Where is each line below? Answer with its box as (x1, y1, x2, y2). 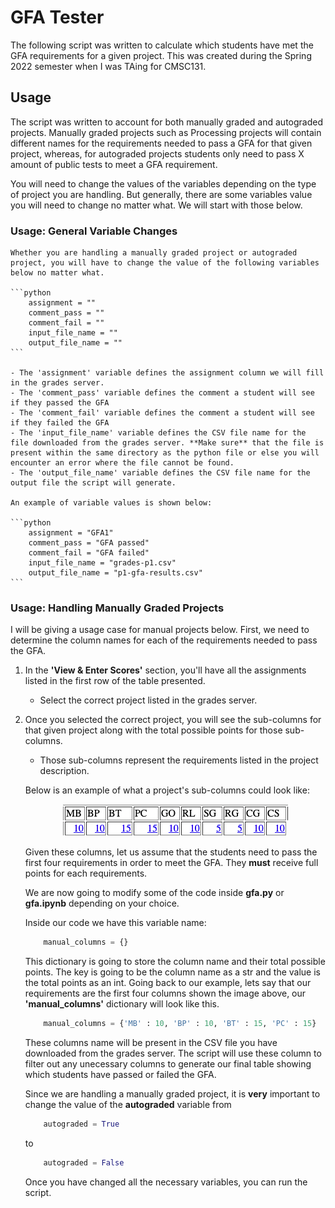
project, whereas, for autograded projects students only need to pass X (10, 147, 305, 160)
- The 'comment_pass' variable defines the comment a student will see (10, 388, 315, 398)
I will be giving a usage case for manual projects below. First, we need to (10, 624, 310, 636)
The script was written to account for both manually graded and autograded (10, 116, 324, 128)
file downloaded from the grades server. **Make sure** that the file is (10, 438, 325, 448)
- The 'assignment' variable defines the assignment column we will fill (10, 368, 325, 378)
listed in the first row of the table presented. (24, 675, 206, 687)
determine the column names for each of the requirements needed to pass (10, 634, 318, 646)
